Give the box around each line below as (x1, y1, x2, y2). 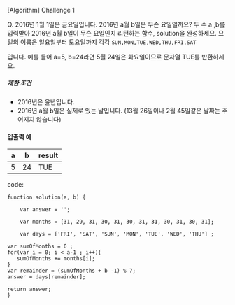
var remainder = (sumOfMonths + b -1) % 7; (7, 267, 136, 275)
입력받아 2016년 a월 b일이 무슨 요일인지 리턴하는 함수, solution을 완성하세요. (7, 29, 217, 37)
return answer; (7, 286, 52, 293)
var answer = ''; (20, 206, 71, 213)
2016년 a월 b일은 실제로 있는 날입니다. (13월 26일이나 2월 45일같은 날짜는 (17, 106, 221, 115)
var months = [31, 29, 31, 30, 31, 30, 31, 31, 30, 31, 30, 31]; (20, 218, 215, 226)
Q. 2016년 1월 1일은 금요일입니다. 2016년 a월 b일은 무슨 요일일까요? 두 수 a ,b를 (7, 20, 225, 29)
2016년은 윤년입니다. (17, 97, 75, 106)
